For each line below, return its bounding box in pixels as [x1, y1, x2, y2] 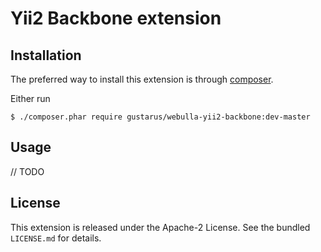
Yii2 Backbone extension [10, 7, 222, 30]
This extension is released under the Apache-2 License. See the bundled [10, 221, 311, 233]
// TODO [10, 165, 45, 177]
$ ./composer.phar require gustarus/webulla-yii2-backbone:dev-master [10, 112, 311, 122]
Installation [10, 47, 82, 64]
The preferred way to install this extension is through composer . [10, 73, 274, 85]
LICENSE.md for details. [10, 232, 102, 244]
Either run [10, 93, 51, 104]
